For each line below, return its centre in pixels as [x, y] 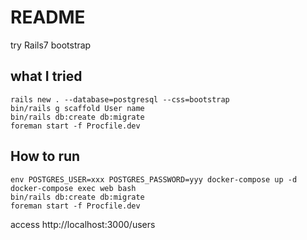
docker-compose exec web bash [73, 188]
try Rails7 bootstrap [51, 45]
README [48, 17]
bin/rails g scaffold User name [77, 108]
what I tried [46, 76]
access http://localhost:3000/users [83, 224]
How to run [45, 156]
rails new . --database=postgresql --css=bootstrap [120, 99]
